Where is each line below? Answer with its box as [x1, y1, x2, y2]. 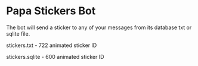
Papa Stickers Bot [6, 4, 96, 18]
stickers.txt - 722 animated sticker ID [6, 42, 97, 49]
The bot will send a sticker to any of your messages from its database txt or [6, 24, 192, 31]
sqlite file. [6, 30, 30, 37]
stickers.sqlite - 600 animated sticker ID [6, 53, 104, 60]
